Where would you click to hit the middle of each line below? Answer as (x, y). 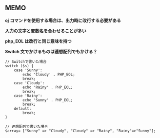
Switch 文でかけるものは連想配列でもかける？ (51, 51)
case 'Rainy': (28, 96)
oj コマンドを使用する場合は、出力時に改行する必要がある (63, 20)
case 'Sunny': (28, 70)
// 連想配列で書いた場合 (27, 126)
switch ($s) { (20, 66)
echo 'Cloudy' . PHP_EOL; (49, 74)
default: (23, 108)
